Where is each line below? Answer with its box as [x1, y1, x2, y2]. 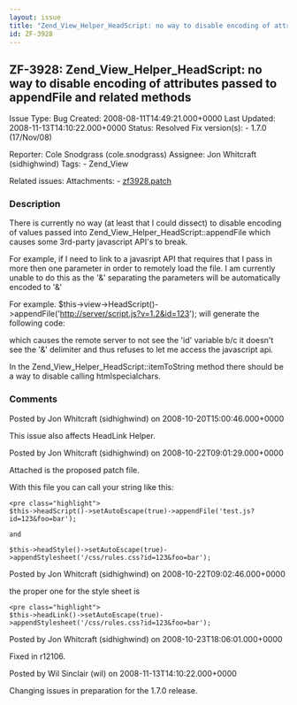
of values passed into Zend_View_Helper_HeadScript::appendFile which [9, 227, 271, 238]
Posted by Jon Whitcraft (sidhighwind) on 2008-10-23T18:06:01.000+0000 [9, 633, 283, 644]
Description [9, 198, 61, 211]
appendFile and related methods [9, 89, 192, 104]
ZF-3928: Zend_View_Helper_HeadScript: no [9, 62, 263, 77]
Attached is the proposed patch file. [9, 464, 140, 475]
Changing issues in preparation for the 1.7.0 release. [9, 685, 198, 695]
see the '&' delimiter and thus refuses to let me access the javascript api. [9, 344, 274, 355]
